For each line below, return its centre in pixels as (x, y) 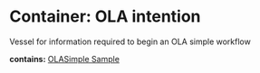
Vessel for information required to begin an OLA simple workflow (130, 41)
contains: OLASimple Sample (65, 59)
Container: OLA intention (105, 17)
